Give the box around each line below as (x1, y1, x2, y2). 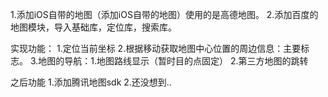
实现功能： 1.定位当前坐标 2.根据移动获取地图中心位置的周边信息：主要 (10, 43, 302, 54)
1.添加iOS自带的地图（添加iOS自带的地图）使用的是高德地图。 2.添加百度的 (10, 9, 319, 20)
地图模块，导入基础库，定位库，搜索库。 (10, 21, 177, 33)
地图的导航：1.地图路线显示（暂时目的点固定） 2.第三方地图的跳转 (38, 55, 309, 67)
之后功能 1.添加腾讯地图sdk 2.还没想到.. (10, 76, 172, 88)
